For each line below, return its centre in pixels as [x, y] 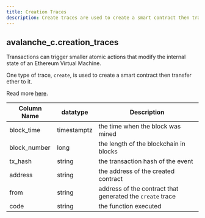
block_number [30, 148]
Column [30, 108]
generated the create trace [137, 197]
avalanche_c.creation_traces [63, 42]
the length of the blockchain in [142, 144]
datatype [75, 112]
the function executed [130, 206]
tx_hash [21, 161]
